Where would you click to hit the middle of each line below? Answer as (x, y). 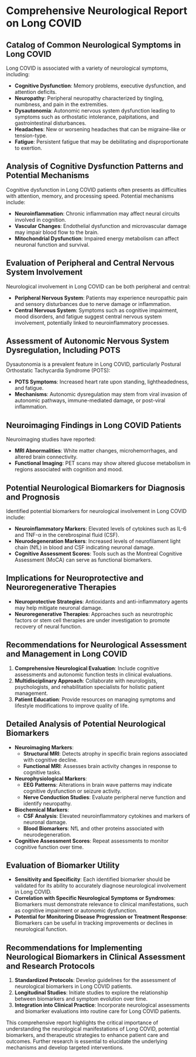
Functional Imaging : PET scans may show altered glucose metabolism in (102, 463)
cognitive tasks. (42, 772)
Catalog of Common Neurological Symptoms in (94, 45)
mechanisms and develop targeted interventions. (65, 1048)
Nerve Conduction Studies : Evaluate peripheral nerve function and (104, 797)
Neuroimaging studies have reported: (51, 439)
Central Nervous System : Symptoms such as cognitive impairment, (96, 310)
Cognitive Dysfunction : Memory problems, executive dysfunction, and (100, 86)
